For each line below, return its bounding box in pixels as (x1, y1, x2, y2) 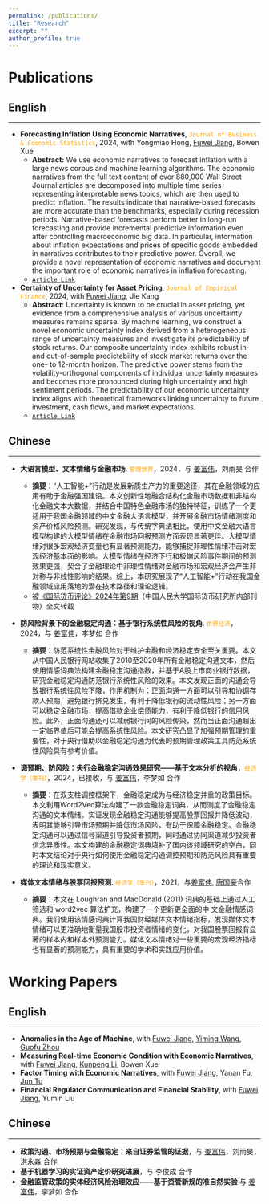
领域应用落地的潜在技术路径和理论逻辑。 (38, 581, 173, 591)
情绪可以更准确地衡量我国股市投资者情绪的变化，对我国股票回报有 (31, 925, 250, 934)
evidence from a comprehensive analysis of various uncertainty (31, 308, 243, 318)
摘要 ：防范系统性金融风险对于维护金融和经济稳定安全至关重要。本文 (31, 645, 257, 655)
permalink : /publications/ (8, 11, 98, 20)
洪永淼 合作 (19, 1157, 58, 1166)
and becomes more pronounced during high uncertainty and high (31, 376, 248, 386)
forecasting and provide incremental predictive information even (31, 223, 244, 233)
